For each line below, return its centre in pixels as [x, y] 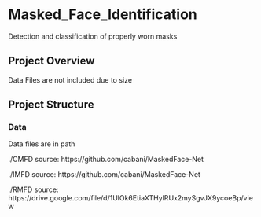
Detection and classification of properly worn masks [93, 36]
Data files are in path [42, 144]
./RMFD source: [33, 189]
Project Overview [51, 61]
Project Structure [51, 105]
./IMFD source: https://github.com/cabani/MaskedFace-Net [104, 175]
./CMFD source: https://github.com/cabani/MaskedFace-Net [106, 160]
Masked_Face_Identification [103, 15]
